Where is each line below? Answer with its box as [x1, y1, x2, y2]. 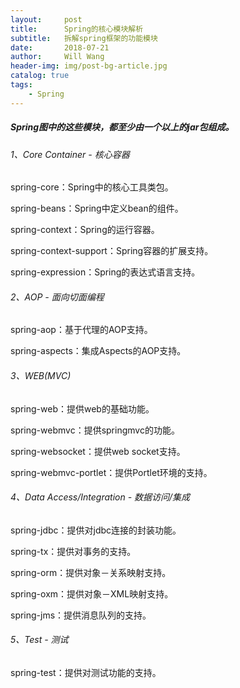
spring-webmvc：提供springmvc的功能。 [10, 424, 180, 436]
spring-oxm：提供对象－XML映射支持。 [10, 587, 174, 600]
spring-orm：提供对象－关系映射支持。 [10, 566, 172, 578]
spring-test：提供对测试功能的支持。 [10, 667, 162, 679]
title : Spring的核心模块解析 [10, 24, 144, 34]
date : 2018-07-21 [10, 42, 110, 53]
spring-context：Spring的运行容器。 [10, 224, 160, 236]
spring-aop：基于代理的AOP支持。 [10, 324, 153, 336]
